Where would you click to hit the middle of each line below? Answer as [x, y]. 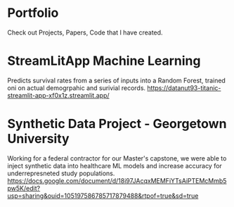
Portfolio [33, 13]
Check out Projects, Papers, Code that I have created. [85, 32]
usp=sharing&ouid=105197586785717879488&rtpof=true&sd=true [103, 196]
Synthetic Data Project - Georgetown [117, 124]
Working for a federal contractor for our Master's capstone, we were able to [117, 158]
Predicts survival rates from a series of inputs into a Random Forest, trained [117, 80]
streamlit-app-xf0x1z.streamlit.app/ [58, 95]
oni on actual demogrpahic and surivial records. [77, 88]
